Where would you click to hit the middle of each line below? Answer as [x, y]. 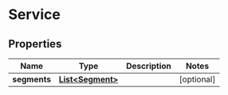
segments [32, 79]
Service [35, 15]
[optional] [197, 79]
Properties [35, 44]
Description [149, 66]
